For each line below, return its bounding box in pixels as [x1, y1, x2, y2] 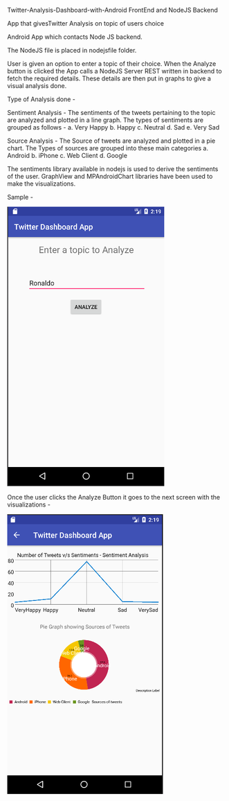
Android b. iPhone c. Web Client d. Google [7, 152, 128, 159]
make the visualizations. [7, 179, 76, 188]
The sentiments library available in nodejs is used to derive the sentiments [7, 165, 219, 173]
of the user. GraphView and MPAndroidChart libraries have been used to [7, 173, 213, 180]
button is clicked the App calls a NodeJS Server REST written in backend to [7, 67, 223, 75]
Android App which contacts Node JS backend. [7, 33, 143, 41]
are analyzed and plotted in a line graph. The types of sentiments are [7, 116, 204, 124]
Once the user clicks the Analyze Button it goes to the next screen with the [7, 493, 220, 501]
